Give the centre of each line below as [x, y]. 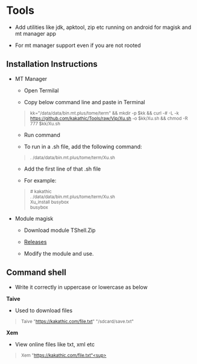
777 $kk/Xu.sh [45, 124]
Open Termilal [41, 90]
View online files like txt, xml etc [55, 344]
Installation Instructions [52, 64]
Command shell [36, 273]
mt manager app [35, 33]
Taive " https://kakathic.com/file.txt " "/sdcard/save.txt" [77, 321]
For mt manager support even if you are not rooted [78, 45]
